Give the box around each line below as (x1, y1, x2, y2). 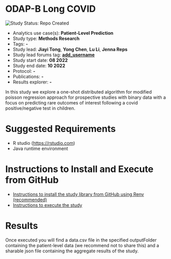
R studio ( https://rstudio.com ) (12, 140, 75, 146)
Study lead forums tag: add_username (12, 52, 95, 58)
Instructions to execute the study (12, 202, 82, 208)
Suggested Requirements (5, 123, 116, 135)
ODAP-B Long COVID (5, 3, 96, 15)
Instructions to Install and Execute (5, 163, 154, 175)
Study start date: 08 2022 (12, 57, 68, 63)
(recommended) (12, 197, 47, 203)
